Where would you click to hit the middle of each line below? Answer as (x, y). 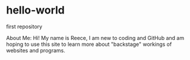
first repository (24, 26)
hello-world (36, 10)
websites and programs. (36, 50)
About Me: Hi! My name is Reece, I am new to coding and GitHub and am (95, 38)
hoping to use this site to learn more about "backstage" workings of (89, 44)
